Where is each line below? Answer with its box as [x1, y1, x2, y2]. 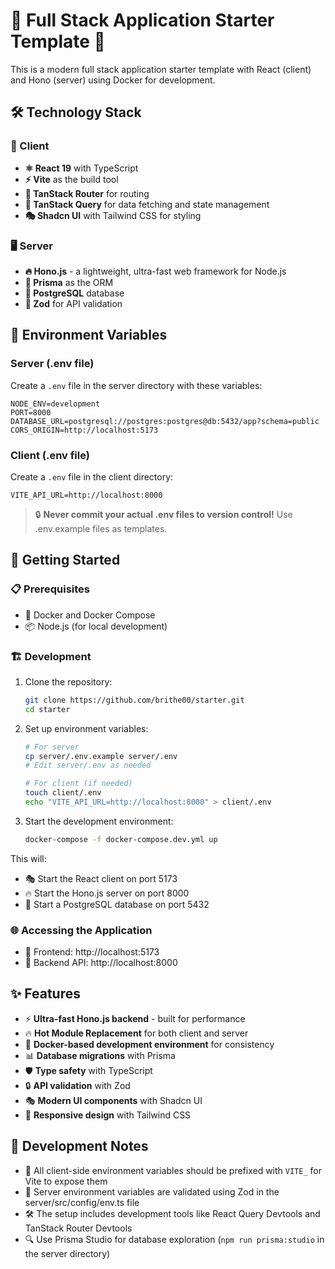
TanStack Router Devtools [24, 1222, 133, 1234]
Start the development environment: [24, 815, 174, 827]
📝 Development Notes [10, 1138, 149, 1155]
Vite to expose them [24, 1175, 108, 1187]
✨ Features [10, 985, 81, 1003]
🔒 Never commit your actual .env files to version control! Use [34, 508, 293, 520]
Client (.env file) [10, 448, 90, 462]
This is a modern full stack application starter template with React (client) [10, 63, 312, 75]
